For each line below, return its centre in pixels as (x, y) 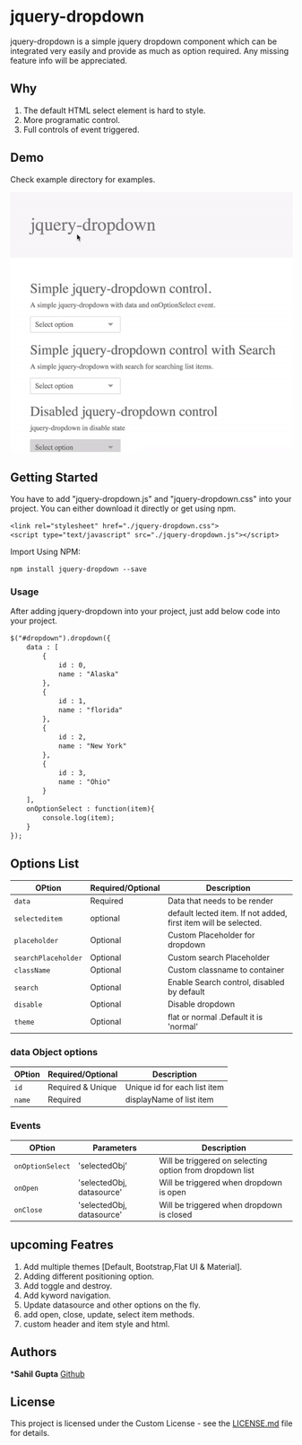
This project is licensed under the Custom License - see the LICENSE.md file (151, 1423)
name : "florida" (91, 710)
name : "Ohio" (84, 782)
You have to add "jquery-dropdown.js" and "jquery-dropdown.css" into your (151, 499)
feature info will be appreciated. (69, 60)
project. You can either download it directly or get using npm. (123, 508)
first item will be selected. (215, 923)
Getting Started (54, 477)
